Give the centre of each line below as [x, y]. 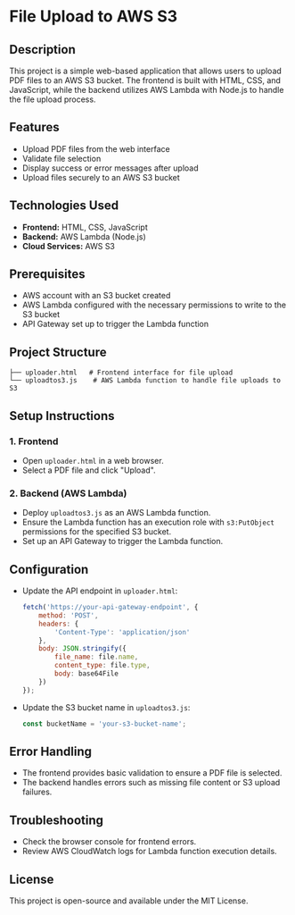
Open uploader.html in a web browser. [93, 460]
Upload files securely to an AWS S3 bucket [101, 177]
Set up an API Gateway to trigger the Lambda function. [123, 541]
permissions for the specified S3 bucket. [97, 532]
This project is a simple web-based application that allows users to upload [146, 71]
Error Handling [50, 751]
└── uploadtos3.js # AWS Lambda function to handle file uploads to [145, 381]
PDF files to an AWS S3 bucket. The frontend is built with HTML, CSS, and [145, 80]
